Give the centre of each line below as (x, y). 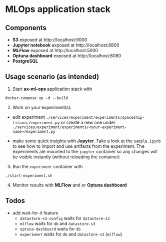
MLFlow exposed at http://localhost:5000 (55, 50)
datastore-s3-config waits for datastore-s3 (65, 218)
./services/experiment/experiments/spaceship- (95, 117)
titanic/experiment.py (36, 123)
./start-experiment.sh (29, 176)
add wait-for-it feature (35, 213)
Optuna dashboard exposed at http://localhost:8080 (67, 56)
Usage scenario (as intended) (52, 77)
